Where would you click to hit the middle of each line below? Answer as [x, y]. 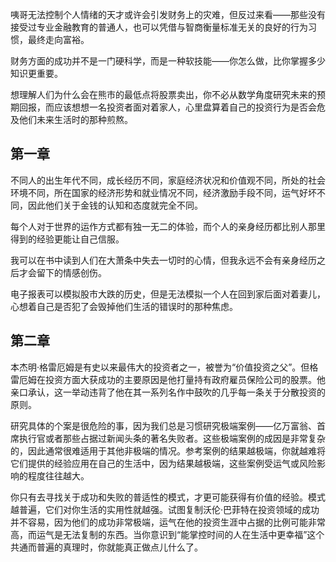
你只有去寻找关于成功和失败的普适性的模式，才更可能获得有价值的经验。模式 [168, 497]
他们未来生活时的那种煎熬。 [75, 119]
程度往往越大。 [58, 475]
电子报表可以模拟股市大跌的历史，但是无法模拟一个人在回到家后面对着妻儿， [168, 294]
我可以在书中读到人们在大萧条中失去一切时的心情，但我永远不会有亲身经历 [163, 260]
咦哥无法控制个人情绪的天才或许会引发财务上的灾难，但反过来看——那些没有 [168, 14]
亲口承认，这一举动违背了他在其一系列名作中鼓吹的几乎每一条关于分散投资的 [168, 392]
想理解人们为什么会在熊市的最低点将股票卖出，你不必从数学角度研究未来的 [163, 94]
